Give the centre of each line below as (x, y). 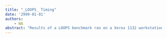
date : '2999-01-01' (25, 14)
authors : (14, 19)
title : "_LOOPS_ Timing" (31, 10)
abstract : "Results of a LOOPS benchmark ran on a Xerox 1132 (71, 28)
